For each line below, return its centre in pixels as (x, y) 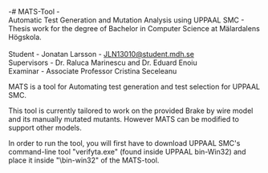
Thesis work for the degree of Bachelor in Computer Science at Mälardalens (134, 28)
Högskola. (25, 37)
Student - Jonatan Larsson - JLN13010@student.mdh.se (102, 54)
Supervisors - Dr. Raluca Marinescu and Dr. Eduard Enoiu (103, 62)
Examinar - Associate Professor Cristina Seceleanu (93, 71)
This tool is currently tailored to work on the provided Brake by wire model (131, 111)
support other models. (45, 128)
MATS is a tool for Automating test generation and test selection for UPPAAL (134, 86)
